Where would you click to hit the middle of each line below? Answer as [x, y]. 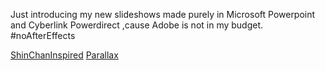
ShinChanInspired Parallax [64, 55]
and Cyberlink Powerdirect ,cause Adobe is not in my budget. [137, 25]
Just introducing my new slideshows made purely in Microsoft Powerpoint [163, 14]
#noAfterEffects [43, 35]
